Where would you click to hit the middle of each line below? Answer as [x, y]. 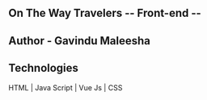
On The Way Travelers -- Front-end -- [105, 13]
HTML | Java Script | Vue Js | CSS [65, 87]
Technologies [44, 68]
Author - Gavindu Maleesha [80, 41]
